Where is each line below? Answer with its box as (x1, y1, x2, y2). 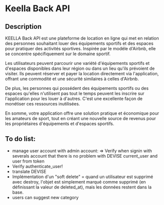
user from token (12, 158, 45, 164)
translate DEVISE (12, 168, 47, 174)
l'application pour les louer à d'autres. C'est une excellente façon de (5, 96, 143, 102)
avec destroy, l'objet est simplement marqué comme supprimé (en (12, 179, 146, 184)
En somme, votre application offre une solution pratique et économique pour (5, 110, 159, 116)
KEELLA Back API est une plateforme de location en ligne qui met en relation (5, 35, 159, 41)
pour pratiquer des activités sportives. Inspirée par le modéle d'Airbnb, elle (5, 46, 156, 51)
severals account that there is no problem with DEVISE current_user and (12, 153, 158, 159)
